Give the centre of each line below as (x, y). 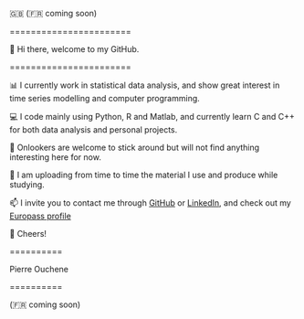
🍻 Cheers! (28, 234)
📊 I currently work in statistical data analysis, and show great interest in (145, 85)
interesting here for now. (56, 157)
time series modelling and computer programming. (105, 98)
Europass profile (40, 216)
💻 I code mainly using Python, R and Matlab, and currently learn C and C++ (152, 117)
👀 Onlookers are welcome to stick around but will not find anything (135, 147)
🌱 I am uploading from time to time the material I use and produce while (144, 175)
